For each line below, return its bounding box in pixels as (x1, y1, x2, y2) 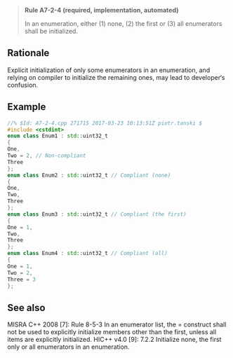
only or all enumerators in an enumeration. (7, 343, 130, 351)
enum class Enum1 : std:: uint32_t (7, 132, 109, 139)
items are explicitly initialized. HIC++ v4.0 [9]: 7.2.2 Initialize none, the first (7, 336, 222, 344)
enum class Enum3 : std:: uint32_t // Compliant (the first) (7, 210, 187, 218)
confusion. (7, 81, 39, 89)
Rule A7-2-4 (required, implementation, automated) (24, 6, 179, 14)
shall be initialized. (24, 27, 79, 35)
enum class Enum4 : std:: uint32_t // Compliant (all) (7, 250, 168, 257)
